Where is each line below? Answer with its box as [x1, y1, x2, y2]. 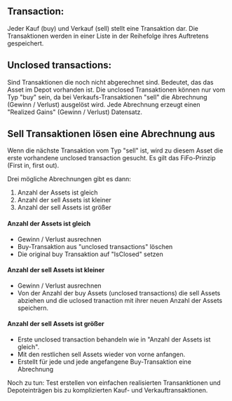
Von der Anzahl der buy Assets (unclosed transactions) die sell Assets [17, 288, 221, 297]
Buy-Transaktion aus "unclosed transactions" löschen [17, 242, 173, 251]
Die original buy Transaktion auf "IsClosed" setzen [17, 250, 163, 258]
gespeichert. [7, 38, 44, 48]
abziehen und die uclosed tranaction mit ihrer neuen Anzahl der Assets [17, 296, 223, 304]
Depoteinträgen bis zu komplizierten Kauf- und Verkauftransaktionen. [7, 386, 208, 395]
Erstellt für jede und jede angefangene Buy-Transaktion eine [17, 358, 191, 366]
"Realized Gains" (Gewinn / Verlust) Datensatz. [7, 108, 142, 116]
